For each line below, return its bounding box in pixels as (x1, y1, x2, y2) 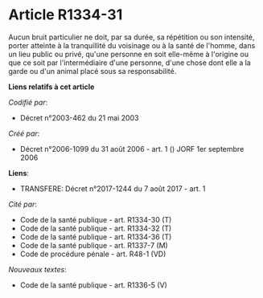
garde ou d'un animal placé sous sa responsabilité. (8, 66, 177, 76)
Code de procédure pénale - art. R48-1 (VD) (19, 249, 166, 259)
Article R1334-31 (8, 6, 123, 24)
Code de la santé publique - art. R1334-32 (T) (19, 223, 172, 233)
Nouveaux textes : (8, 264, 67, 274)
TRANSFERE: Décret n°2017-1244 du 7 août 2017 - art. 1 (19, 183, 206, 194)
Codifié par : (8, 97, 48, 107)
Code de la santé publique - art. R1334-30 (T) (19, 214, 172, 224)
